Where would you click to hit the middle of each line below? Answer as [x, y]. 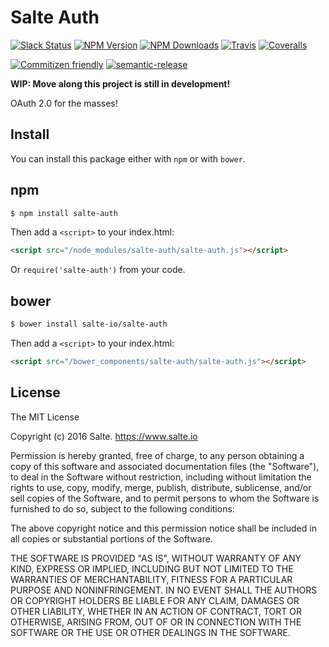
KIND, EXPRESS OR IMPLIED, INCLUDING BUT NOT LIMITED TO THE [152, 568]
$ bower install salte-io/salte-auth [89, 324]
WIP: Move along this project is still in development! [120, 83]
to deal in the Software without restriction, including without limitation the [161, 477]
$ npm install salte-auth [64, 213]
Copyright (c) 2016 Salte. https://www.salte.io [104, 436]
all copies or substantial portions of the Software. [111, 538]
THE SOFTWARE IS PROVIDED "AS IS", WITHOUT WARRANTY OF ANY [156, 558]
